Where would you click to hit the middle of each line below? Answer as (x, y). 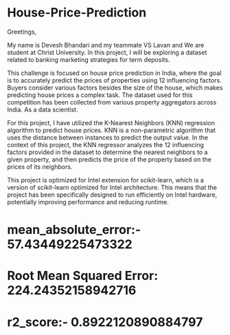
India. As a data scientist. (43, 109)
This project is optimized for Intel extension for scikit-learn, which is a (106, 180)
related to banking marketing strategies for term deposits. (89, 59)
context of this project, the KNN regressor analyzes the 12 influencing (106, 144)
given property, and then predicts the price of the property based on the (109, 159)
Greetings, (22, 32)
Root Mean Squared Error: (83, 276)
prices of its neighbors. (40, 166)
